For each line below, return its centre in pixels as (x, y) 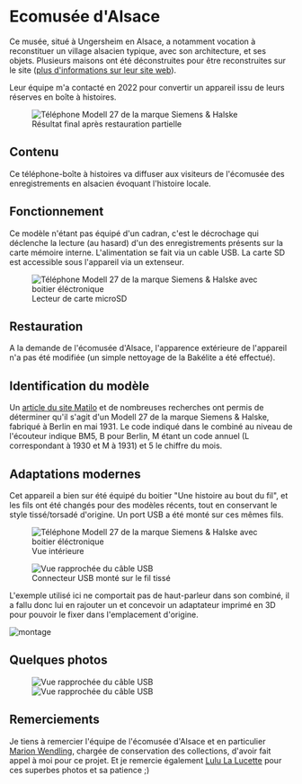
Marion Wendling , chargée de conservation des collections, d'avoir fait (140, 751)
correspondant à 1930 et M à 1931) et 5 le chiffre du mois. (116, 445)
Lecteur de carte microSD (80, 298)
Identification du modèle (80, 386)
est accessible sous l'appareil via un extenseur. (97, 261)
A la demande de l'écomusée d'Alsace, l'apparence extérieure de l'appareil (148, 348)
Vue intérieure (58, 551)
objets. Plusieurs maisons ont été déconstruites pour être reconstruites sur (147, 60)
